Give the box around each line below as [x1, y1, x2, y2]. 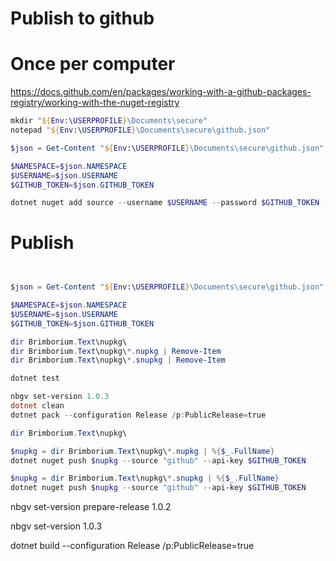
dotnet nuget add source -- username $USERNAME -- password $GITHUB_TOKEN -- [10, 198, 333, 208]
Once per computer [10, 53, 176, 76]
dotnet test [10, 373, 60, 384]
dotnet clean [10, 401, 65, 411]
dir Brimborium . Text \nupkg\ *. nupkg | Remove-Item [10, 346, 222, 356]
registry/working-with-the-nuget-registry [10, 97, 180, 109]
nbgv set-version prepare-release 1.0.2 [10, 501, 172, 513]
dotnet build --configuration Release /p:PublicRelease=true [10, 540, 255, 552]
